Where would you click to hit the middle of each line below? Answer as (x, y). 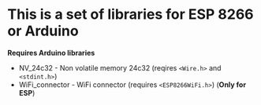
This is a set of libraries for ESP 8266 (130, 14)
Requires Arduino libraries (51, 52)
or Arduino (43, 31)
